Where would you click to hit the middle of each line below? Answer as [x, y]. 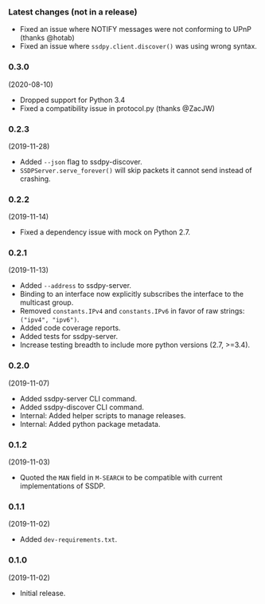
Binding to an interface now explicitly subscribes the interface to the [132, 294]
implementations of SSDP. [62, 486]
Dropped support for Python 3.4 [72, 100]
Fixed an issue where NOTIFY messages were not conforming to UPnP [136, 30]
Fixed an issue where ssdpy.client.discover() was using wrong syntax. [138, 46]
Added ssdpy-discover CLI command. [82, 407]
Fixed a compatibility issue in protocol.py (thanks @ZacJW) [117, 108]
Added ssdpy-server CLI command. [78, 398]
